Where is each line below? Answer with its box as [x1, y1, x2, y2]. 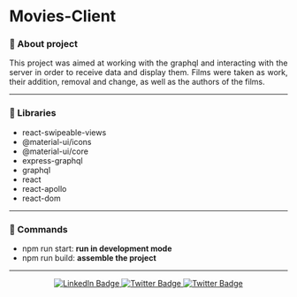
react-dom [21, 193, 61, 203]
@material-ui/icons [21, 136, 92, 147]
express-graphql [21, 155, 83, 165]
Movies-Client [9, 6, 117, 27]
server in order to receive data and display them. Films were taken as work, [9, 67, 288, 78]
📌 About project [9, 38, 78, 50]
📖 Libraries [9, 107, 57, 119]
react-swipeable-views [21, 126, 107, 138]
